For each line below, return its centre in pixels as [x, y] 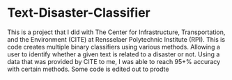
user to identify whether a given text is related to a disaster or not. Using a [114, 54]
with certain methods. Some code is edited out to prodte [88, 69]
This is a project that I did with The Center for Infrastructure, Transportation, [116, 32]
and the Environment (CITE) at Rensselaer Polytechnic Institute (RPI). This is [116, 39]
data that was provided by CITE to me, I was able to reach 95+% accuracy [114, 61]
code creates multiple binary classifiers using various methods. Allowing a [114, 47]
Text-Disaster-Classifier [79, 13]
